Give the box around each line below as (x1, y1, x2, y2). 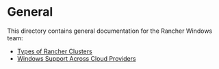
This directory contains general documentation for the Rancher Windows (7, 27, 213, 35)
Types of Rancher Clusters (16, 47, 92, 55)
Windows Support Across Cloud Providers (16, 54, 136, 62)
